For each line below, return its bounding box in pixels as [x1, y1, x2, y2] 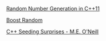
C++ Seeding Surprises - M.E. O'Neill [6, 28, 99, 35]
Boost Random [6, 17, 43, 23]
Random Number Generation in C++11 [6, 5, 100, 12]
